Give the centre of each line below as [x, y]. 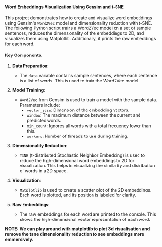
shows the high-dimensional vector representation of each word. [85, 220]
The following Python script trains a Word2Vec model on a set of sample [78, 28]
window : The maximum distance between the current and [84, 115]
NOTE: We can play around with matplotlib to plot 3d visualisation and [78, 229]
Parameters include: [40, 105]
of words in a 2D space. [43, 171]
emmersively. [19, 239]
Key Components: [24, 55]
